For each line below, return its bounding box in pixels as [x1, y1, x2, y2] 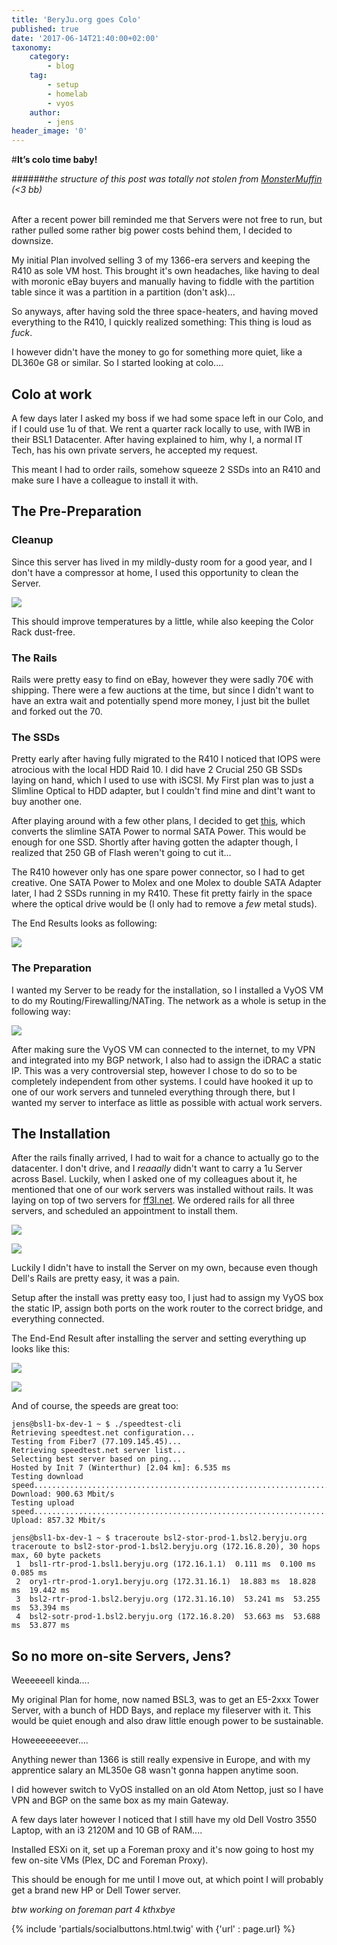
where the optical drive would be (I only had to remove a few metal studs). [11, 898, 318, 910]
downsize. [11, 235, 54, 247]
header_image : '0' [11, 126, 88, 136]
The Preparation [11, 961, 92, 975]
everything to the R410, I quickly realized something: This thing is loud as [11, 316, 312, 328]
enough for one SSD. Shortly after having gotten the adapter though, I [11, 836, 298, 848]
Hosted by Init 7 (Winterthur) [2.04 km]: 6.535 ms [11, 1463, 231, 1473]
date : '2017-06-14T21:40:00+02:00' [11, 33, 160, 43]
